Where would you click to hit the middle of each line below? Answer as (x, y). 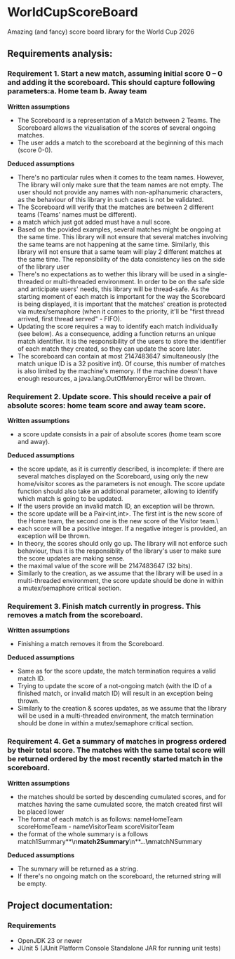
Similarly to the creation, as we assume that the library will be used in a (120, 573)
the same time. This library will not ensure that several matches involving (122, 236)
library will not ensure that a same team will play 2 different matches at (120, 252)
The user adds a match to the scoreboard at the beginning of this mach (120, 142)
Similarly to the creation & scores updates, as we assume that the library (122, 709)
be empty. (32, 883)
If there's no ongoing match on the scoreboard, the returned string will (119, 876)
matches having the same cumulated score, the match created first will (120, 804)
